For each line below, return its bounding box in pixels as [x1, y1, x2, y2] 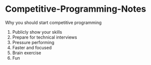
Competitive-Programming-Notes [5, 3, 147, 15]
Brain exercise [12, 50, 42, 56]
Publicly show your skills [12, 29, 62, 35]
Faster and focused [12, 44, 52, 50]
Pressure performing [12, 39, 55, 45]
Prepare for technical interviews [12, 34, 77, 40]
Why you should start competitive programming [5, 20, 102, 25]
